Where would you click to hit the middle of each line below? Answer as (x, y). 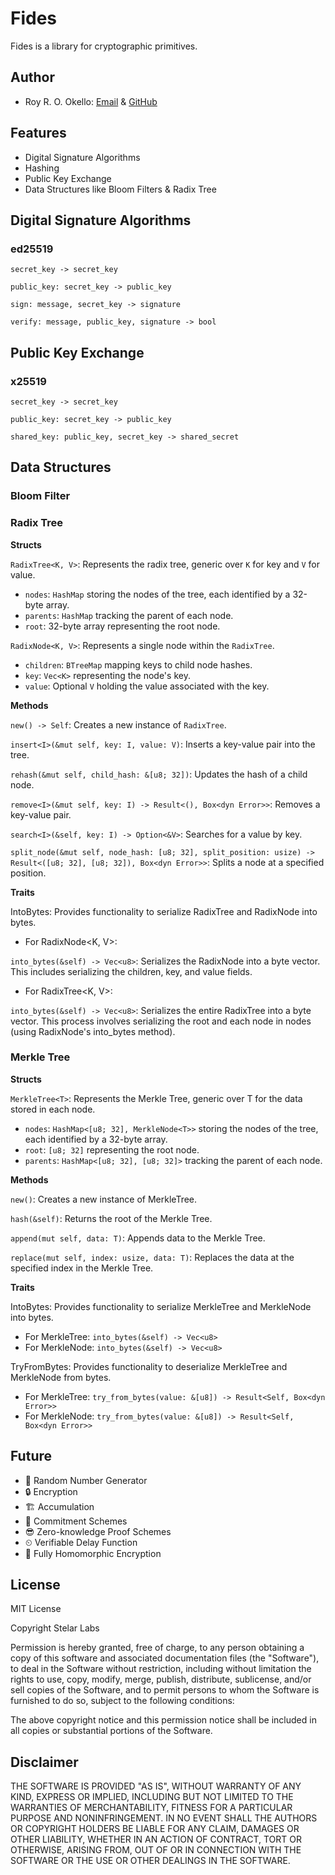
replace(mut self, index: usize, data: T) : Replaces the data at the (152, 1257)
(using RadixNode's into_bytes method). (93, 1031)
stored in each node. (53, 1109)
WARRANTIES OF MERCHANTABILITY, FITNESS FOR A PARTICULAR (151, 1808)
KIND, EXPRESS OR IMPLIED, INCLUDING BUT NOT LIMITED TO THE (152, 1797)
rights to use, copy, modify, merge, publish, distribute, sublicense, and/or (161, 1679)
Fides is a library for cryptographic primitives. (104, 46)
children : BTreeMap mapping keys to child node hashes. (138, 664)
